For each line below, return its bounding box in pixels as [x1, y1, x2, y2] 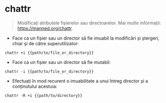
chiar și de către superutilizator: [12, 40, 79, 46]
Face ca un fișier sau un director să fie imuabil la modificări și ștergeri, [12, 35, 160, 41]
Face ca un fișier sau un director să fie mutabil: [12, 59, 111, 65]
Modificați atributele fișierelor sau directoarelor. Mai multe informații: [17, 20, 161, 26]
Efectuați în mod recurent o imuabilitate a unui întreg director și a [12, 78, 148, 84]
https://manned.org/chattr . [17, 25, 73, 31]
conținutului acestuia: [12, 83, 58, 89]
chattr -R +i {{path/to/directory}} [5, 93, 82, 98]
